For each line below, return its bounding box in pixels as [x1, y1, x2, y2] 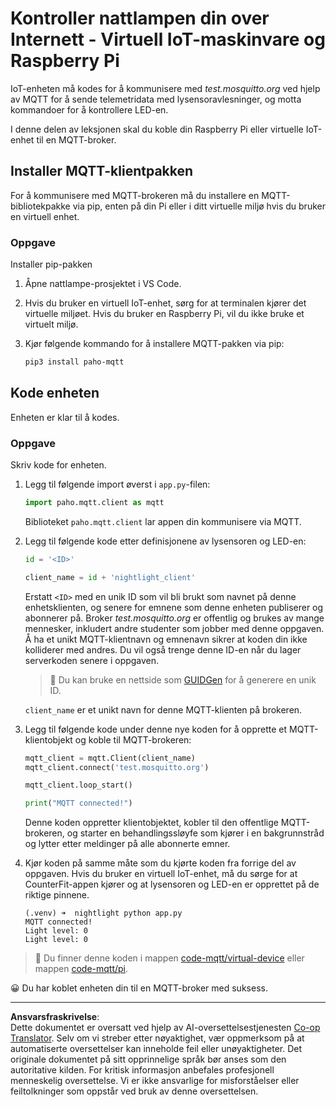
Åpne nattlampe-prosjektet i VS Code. [24, 278, 182, 290]
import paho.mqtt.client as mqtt [24, 498, 165, 508]
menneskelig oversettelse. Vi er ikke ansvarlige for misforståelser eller [10, 1075, 300, 1087]
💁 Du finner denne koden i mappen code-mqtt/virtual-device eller [34, 952, 305, 964]
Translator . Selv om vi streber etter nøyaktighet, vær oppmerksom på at [10, 1032, 305, 1044]
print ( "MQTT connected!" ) [24, 798, 133, 809]
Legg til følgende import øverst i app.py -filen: [24, 478, 211, 491]
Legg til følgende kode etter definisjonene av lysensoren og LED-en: [24, 535, 307, 547]
